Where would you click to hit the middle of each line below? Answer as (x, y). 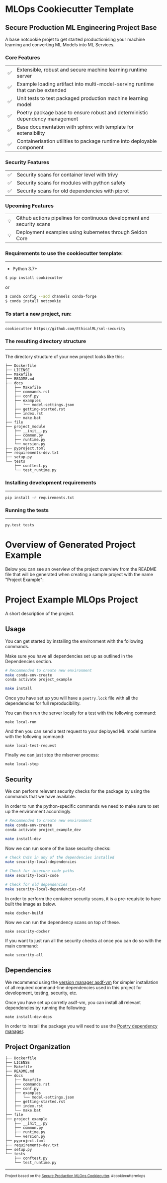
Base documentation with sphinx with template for (75, 127)
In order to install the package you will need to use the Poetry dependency (82, 1026)
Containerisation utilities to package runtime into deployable (87, 141)
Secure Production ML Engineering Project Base (81, 28)
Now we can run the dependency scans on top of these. (63, 922)
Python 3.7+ (25, 269)
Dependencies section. (29, 661)
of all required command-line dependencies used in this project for (74, 987)
